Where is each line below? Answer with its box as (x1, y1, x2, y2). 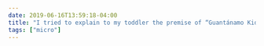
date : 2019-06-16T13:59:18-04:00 (8, 11, 118, 19)
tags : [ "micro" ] (8, 26, 61, 34)
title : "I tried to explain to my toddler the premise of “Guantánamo (8, 19, 244, 27)
